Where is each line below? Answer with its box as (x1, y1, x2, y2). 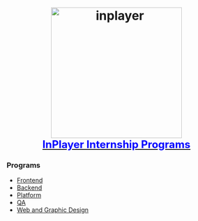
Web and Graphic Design (16, 206, 89, 214)
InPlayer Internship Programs (42, 138, 191, 151)
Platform (16, 191, 42, 199)
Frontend (16, 176, 43, 185)
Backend (16, 183, 43, 192)
